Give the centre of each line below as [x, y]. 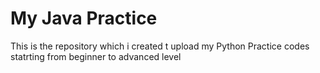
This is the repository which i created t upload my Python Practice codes [160, 46]
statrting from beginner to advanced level [96, 56]
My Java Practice [84, 18]
